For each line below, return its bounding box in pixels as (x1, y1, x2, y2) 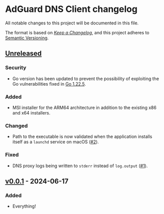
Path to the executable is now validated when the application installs (12, 133, 153, 140)
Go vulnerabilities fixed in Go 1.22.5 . (12, 81, 86, 87)
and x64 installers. (12, 109, 51, 115)
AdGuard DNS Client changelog (5, 3, 138, 15)
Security (5, 64, 26, 71)
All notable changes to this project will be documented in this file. (5, 20, 139, 26)
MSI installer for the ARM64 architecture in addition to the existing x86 (12, 105, 157, 110)
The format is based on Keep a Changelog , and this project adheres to (5, 29, 150, 35)
